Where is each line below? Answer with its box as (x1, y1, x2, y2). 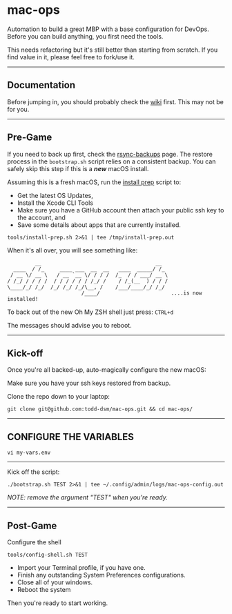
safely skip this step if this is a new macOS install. (7, 164, 149, 172)
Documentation (7, 79, 76, 91)
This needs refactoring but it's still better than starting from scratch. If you (7, 46, 218, 54)
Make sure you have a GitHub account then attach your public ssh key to (17, 206, 224, 214)
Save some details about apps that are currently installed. (17, 220, 182, 229)
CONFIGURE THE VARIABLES (7, 430, 135, 443)
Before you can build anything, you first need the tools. (7, 32, 164, 40)
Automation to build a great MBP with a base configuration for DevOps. (7, 25, 209, 33)
